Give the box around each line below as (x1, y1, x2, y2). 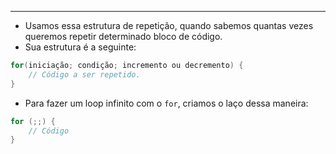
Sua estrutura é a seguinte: (24, 41, 137, 53)
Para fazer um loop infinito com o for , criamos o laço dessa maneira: (24, 97, 309, 109)
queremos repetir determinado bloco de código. (24, 31, 223, 42)
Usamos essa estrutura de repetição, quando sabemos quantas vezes (24, 20, 314, 31)
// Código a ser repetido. (28, 69, 141, 80)
